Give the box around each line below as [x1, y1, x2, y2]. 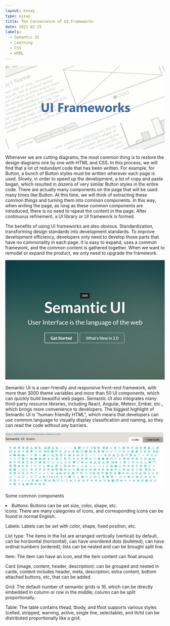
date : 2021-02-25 [5, 24, 42, 29]
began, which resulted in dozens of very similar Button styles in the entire [5, 181, 158, 187]
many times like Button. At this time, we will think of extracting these [5, 192, 148, 198]
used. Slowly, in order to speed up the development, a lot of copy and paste [5, 176, 163, 182]
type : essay [5, 13, 30, 19]
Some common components [5, 493, 64, 499]
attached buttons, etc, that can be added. [5, 574, 92, 580]
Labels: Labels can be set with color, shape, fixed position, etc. [5, 523, 137, 529]
